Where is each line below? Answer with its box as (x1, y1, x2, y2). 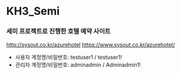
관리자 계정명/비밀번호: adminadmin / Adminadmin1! (15, 61, 141, 69)
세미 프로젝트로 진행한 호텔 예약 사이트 (6, 27, 111, 36)
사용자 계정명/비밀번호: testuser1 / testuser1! (15, 53, 122, 61)
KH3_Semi (6, 4, 60, 18)
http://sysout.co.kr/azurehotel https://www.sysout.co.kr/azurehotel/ (6, 41, 176, 49)
